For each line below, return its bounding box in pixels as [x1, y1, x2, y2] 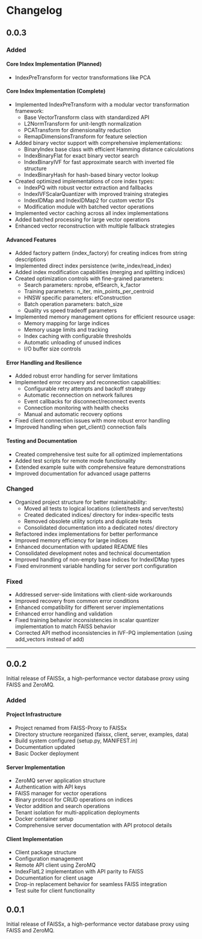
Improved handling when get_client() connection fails [14, 423, 147, 430]
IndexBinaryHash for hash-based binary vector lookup [23, 171, 159, 178]
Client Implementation [6, 835, 63, 842]
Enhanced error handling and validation [14, 610, 113, 617]
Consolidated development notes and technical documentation [14, 549, 171, 557]
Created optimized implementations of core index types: [14, 177, 155, 185]
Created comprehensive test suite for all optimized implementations [14, 450, 183, 457]
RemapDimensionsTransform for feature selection [23, 133, 147, 140]
